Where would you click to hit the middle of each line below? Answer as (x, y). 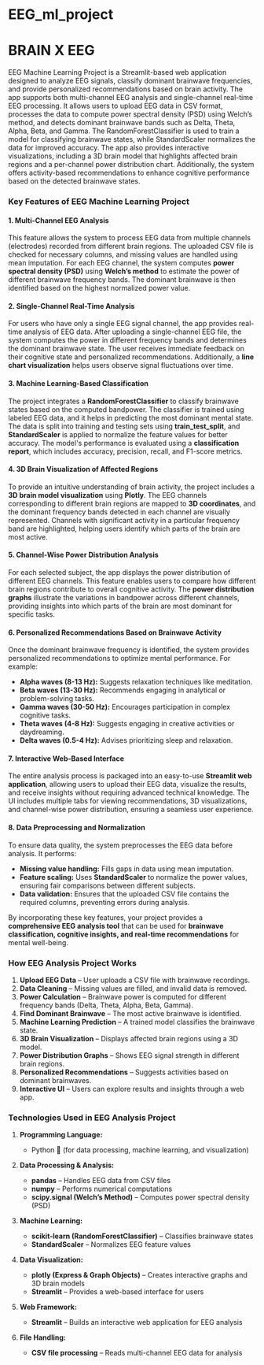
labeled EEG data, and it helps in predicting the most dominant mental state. (131, 417)
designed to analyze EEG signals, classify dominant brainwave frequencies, (130, 81)
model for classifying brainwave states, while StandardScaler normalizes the (132, 139)
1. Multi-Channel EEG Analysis (59, 220)
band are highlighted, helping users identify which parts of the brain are (125, 529)
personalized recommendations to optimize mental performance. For (119, 658)
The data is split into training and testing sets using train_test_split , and (124, 426)
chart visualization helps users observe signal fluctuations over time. (121, 365)
